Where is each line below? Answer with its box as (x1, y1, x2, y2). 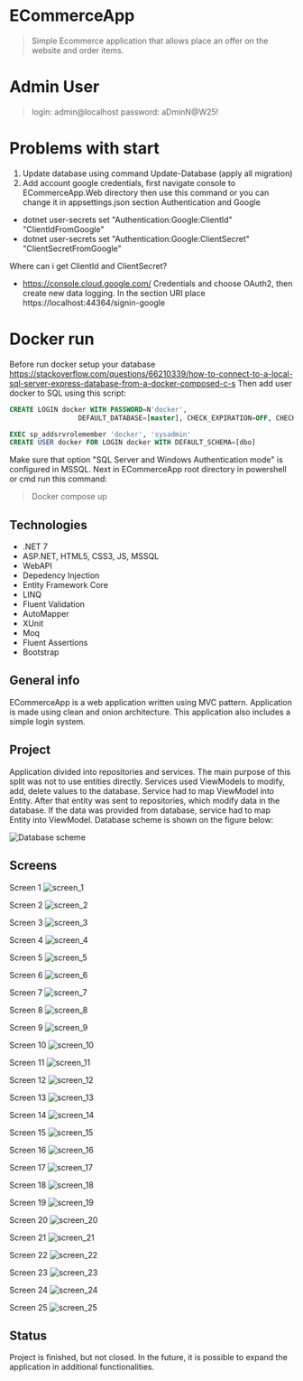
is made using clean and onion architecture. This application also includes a (9, 706, 291, 717)
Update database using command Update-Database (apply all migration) (22, 168, 293, 179)
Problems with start (9, 138, 161, 159)
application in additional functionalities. (9, 1361, 155, 1373)
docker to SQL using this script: (9, 387, 126, 398)
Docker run (9, 329, 95, 349)
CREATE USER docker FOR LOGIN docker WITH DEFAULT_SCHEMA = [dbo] (9, 438, 256, 447)
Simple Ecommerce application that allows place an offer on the (31, 35, 269, 46)
